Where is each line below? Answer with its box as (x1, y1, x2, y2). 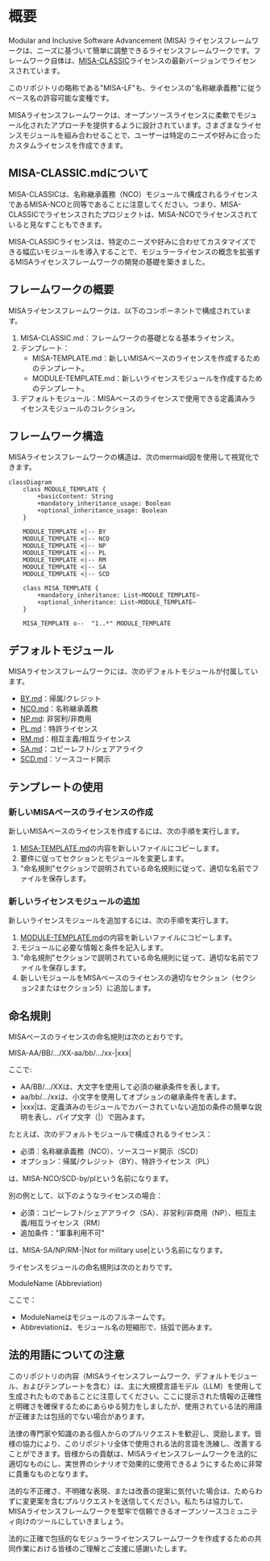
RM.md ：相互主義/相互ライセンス (19, 734, 131, 744)
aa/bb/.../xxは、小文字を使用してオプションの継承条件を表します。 (19, 1091, 241, 1101)
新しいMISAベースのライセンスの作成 (8, 806, 153, 817)
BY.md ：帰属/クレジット (19, 694, 102, 703)
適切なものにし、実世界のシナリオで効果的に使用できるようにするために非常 (8, 1459, 263, 1468)
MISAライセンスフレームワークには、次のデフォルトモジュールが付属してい (8, 666, 258, 676)
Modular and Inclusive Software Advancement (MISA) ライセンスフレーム (8, 35, 252, 45)
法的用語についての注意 (8, 1348, 125, 1362)
